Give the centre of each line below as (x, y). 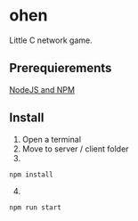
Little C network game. (51, 40)
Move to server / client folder (75, 149)
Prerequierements (61, 68)
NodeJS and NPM (42, 89)
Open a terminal (52, 139)
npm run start (36, 207)
